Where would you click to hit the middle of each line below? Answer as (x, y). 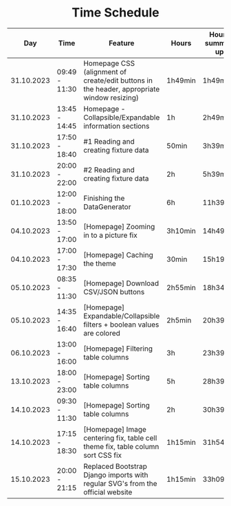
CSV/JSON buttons (114, 291)
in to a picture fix (110, 235)
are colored (102, 333)
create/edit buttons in (118, 80)
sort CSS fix (103, 455)
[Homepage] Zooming (119, 226)
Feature (122, 43)
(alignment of (105, 71)
